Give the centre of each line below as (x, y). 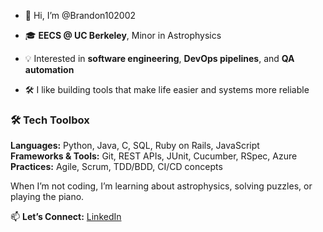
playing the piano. (47, 197)
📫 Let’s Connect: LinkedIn (66, 217)
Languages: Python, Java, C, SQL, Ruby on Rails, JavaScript (135, 146)
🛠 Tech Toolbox (50, 120)
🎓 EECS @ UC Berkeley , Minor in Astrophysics (123, 35)
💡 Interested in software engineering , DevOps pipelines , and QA (159, 58)
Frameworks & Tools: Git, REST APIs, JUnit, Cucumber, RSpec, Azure (154, 156)
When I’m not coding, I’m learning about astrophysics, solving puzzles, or (161, 186)
